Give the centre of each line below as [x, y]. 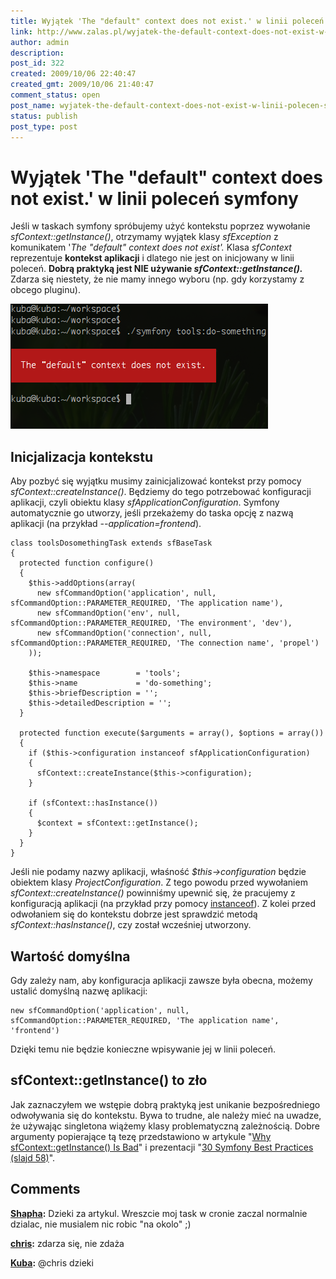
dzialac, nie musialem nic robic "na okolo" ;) [101, 1224]
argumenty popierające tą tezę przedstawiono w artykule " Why [141, 1136]
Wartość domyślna [70, 956]
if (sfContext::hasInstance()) [93, 803]
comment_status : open [55, 95]
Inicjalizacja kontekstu [82, 456]
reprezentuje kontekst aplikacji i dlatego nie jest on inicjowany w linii [152, 258]
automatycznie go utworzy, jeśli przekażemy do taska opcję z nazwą [152, 513]
